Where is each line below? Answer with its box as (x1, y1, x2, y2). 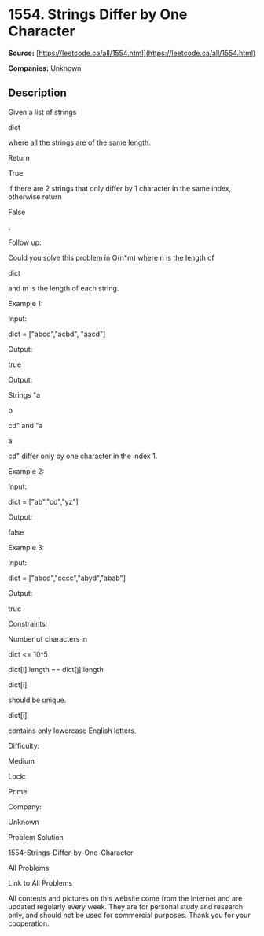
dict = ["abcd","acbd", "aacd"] (8, 329, 106, 339)
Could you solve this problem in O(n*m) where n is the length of (8, 253, 214, 262)
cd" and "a (8, 420, 43, 430)
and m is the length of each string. (8, 283, 119, 293)
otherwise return (8, 191, 62, 202)
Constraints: (8, 619, 48, 628)
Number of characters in (8, 634, 88, 643)
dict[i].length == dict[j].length (8, 664, 104, 674)
